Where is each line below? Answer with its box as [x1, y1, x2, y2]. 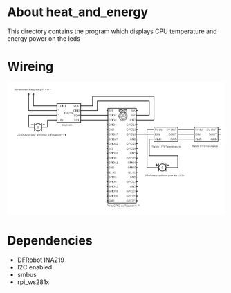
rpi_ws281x [17, 278, 50, 286]
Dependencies [7, 233, 93, 248]
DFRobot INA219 [17, 256, 64, 264]
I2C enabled [17, 263, 53, 271]
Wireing [7, 59, 54, 75]
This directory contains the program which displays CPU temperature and [7, 27, 217, 35]
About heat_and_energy [7, 4, 149, 20]
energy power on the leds [7, 34, 81, 42]
